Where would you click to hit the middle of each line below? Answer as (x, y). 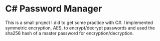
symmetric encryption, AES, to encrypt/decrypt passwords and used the (80, 27)
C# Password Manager (54, 9)
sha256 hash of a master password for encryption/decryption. (69, 33)
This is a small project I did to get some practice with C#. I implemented (79, 22)
